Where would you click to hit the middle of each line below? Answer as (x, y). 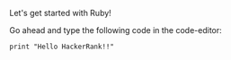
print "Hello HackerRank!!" (62, 47)
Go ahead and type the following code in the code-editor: (115, 30)
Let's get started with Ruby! (61, 13)
